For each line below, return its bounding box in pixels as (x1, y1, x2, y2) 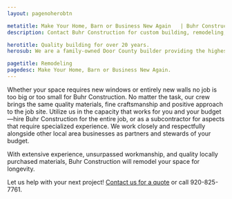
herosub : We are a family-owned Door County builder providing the (7, 48, 206, 55)
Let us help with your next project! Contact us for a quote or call (7, 178, 189, 186)
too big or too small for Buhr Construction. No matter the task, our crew (7, 92, 211, 101)
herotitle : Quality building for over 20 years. (7, 41, 150, 48)
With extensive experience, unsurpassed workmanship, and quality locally (7, 149, 219, 158)
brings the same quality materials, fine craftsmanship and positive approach (7, 100, 223, 108)
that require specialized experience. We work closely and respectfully (7, 122, 206, 130)
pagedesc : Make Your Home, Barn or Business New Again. (7, 67, 171, 74)
